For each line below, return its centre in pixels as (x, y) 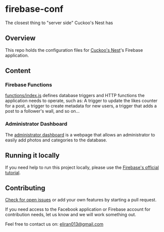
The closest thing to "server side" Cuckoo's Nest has (59, 23)
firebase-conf (34, 9)
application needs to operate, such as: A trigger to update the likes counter (82, 101)
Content (18, 71)
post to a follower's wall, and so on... (42, 111)
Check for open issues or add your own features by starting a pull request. (81, 200)
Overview (20, 38)
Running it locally (32, 155)
